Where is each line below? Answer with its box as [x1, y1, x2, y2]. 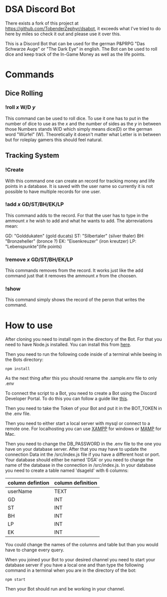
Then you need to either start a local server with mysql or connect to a [5, 421, 150, 427]
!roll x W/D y [5, 104, 36, 111]
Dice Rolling [5, 89, 43, 97]
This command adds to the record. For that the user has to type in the [5, 212, 148, 218]
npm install [5, 366, 30, 371]
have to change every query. [5, 547, 64, 553]
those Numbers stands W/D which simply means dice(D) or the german [5, 126, 152, 132]
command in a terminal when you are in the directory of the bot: [5, 567, 136, 573]
